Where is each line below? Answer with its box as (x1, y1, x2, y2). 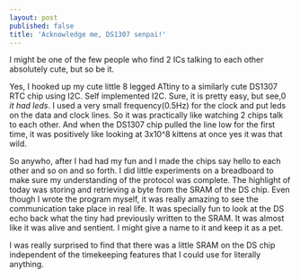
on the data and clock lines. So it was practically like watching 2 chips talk (9, 109, 284, 121)
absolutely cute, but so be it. (9, 64, 115, 74)
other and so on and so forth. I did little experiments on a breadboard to (9, 165, 274, 176)
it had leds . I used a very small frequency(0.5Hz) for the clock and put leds (9, 100, 287, 111)
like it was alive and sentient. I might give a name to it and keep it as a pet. (9, 222, 284, 233)
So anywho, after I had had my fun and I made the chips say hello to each (9, 156, 281, 167)
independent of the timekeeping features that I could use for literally (9, 249, 261, 260)
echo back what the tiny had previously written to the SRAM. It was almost (9, 213, 285, 224)
